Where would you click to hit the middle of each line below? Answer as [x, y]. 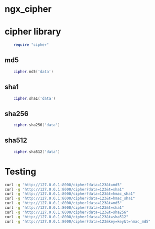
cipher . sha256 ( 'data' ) [37, 125]
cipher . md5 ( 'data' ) [34, 72]
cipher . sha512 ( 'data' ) [37, 152]
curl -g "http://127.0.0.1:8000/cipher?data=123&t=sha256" [67, 212]
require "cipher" [31, 45]
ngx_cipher [28, 9]
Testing [20, 172]
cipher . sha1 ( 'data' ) [35, 98]
